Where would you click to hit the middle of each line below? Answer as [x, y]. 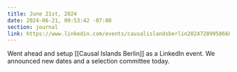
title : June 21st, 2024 [42, 14]
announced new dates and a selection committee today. [89, 61]
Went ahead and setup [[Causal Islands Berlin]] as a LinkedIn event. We [111, 54]
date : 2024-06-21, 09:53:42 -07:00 [60, 20]
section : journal [33, 27]
